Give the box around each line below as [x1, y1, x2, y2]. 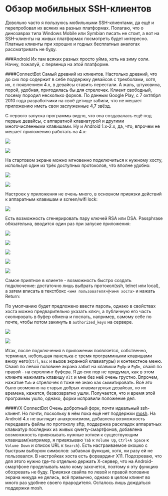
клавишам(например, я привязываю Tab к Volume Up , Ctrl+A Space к [5, 437, 149, 443]
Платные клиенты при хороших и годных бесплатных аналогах [5, 41, 140, 47]
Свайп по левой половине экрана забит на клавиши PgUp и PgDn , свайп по [5, 363, 162, 369]
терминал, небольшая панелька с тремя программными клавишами [5, 353, 152, 359]
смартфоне [5, 463, 29, 469]
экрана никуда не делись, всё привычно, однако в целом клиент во [5, 474, 151, 480]
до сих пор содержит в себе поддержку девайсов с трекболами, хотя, [5, 76, 156, 82]
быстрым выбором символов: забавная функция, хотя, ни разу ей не [5, 447, 153, 453]
